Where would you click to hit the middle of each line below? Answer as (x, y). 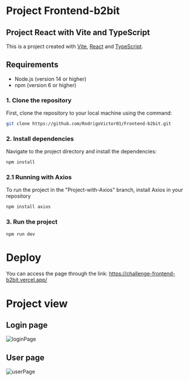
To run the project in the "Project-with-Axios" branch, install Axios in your (94, 190)
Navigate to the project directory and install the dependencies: (81, 152)
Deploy (24, 257)
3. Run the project (32, 222)
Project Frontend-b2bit (63, 11)
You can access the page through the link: (57, 274)
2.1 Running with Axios (39, 177)
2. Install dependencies (40, 139)
